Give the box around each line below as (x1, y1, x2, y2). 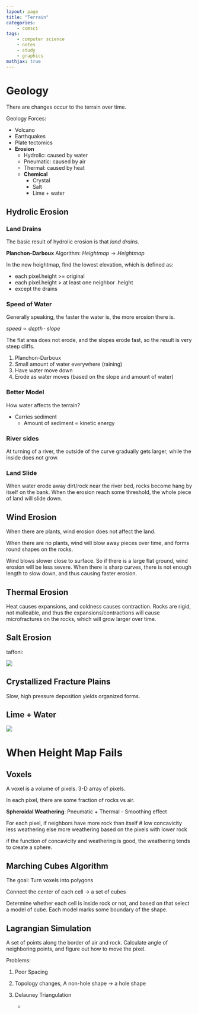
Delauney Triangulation (14, 991, 72, 998)
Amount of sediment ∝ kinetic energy (23, 419, 115, 426)
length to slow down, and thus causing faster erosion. (6, 570, 138, 577)
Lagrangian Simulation (6, 923, 91, 933)
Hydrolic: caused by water (23, 152, 88, 159)
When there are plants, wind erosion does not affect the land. (6, 528, 156, 535)
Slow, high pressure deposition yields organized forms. (6, 692, 140, 699)
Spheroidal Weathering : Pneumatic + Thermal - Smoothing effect (6, 808, 167, 815)
